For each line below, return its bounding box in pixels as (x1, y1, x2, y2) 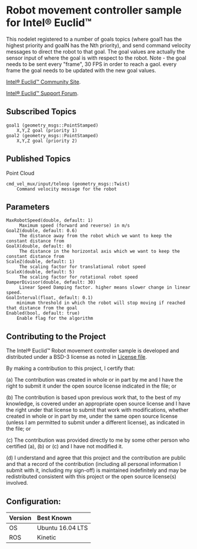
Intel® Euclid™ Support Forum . (6, 90, 79, 97)
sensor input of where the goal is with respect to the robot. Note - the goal (6, 54, 186, 61)
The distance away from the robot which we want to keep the (19, 233, 172, 239)
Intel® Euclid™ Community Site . (6, 78, 81, 85)
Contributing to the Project (6, 331, 106, 342)
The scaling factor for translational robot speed (19, 264, 146, 270)
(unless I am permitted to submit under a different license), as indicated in (6, 419, 185, 426)
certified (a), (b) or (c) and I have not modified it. (6, 443, 123, 450)
